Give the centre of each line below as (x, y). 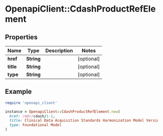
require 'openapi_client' (31, 103)
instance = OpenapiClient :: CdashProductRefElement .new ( (63, 112)
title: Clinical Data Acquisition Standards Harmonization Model (77, 121)
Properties (21, 37)
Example (18, 92)
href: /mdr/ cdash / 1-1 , (32, 116)
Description (59, 51)
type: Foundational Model (36, 125)
